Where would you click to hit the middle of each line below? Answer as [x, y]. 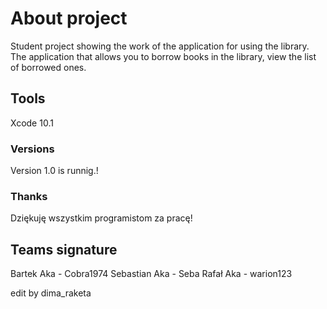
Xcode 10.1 [32, 123]
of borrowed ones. [48, 67]
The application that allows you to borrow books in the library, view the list [163, 56]
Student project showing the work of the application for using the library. [160, 46]
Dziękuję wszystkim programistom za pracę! [101, 218]
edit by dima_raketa [51, 293]
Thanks [29, 196]
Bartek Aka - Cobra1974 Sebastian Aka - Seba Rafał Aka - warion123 [151, 274]
